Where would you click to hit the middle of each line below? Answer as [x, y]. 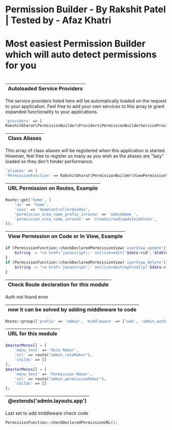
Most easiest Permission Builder [76, 44]
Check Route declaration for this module [58, 284]
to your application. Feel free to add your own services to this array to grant [85, 106]
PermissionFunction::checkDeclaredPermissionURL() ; [61, 423]
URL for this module [33, 334]
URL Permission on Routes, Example [53, 188]
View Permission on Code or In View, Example [65, 236]
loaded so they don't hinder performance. [49, 161]
